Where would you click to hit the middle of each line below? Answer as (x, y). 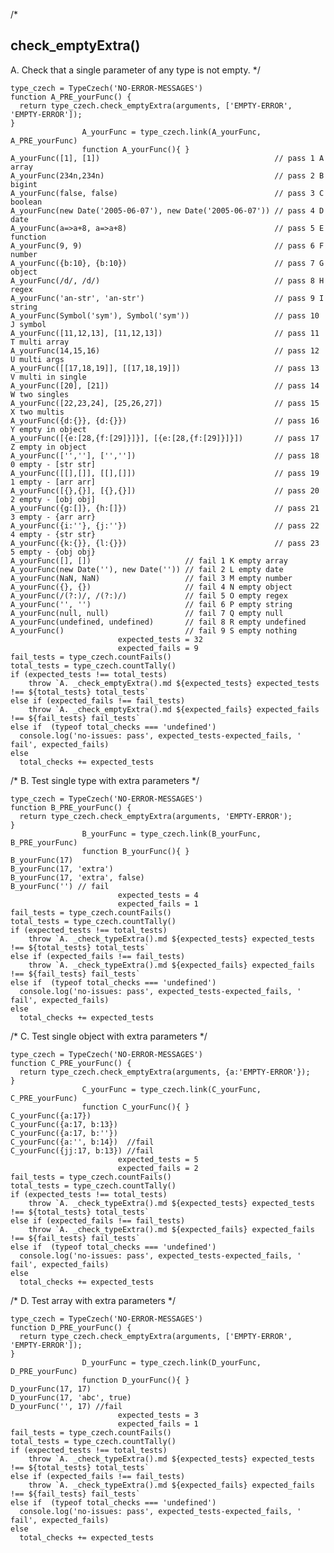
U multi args (37, 359)
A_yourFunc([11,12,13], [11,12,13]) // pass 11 (165, 333)
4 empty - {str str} (53, 534)
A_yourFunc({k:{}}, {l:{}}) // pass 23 (165, 543)
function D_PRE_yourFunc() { (71, 1327)
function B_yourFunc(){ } (135, 851)
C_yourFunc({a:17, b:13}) (64, 1124)
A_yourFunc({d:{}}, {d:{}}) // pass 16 (165, 420)
